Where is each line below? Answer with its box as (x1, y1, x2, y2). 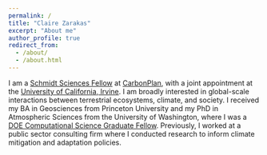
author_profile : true (8, 34, 81, 42)
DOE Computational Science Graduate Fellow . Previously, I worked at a (8, 121, 241, 130)
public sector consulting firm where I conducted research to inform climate (8, 129, 255, 138)
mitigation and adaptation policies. (8, 137, 122, 147)
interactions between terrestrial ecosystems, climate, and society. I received (8, 95, 260, 105)
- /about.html (15, 57, 62, 65)
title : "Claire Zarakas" (8, 19, 91, 27)
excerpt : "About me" (8, 26, 78, 34)
